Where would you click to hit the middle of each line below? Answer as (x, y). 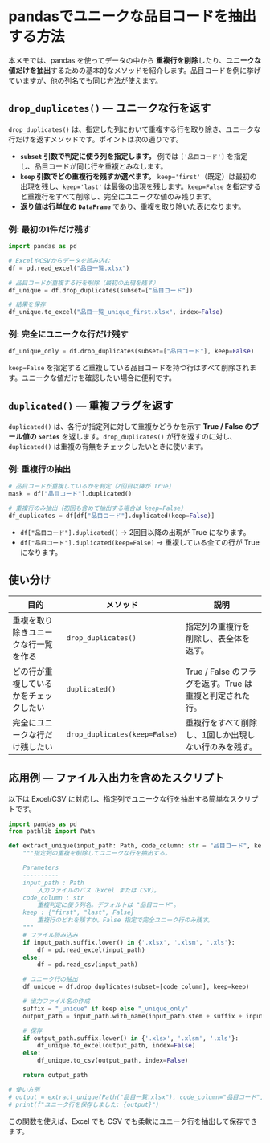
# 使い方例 (24, 1089)
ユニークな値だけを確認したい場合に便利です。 (99, 378)
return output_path (55, 1076)
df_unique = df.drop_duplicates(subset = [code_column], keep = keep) (136, 987)
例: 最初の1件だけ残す (49, 229)
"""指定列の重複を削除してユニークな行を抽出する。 (97, 853)
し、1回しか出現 (216, 734)
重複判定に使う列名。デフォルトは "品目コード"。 (108, 905)
